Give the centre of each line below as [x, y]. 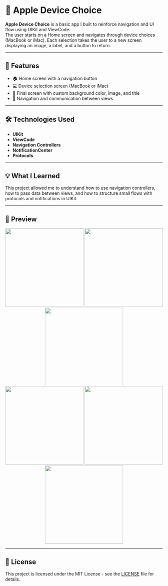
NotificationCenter [32, 150]
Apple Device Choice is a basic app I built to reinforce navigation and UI [79, 24]
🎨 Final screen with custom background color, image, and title [76, 93]
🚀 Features [22, 66]
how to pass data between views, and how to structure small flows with [79, 193]
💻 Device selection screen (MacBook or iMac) [60, 86]
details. [13, 579]
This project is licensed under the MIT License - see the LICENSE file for [79, 574]
